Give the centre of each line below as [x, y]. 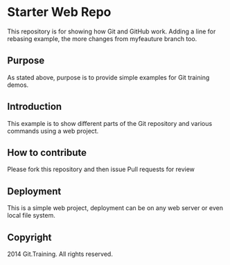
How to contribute [47, 153]
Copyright [29, 237]
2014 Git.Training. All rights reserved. [60, 254]
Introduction [35, 107]
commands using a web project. [53, 131]
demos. [18, 85]
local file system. [31, 216]
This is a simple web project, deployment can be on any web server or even [115, 208]
